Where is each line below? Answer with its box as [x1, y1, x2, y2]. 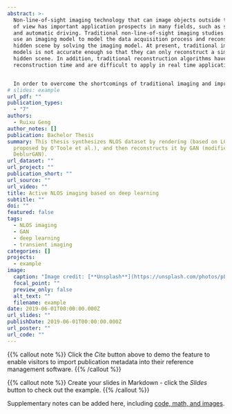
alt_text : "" [13, 292, 51, 300]
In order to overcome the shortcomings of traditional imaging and [13, 80, 212, 87]
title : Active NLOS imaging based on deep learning [7, 190, 159, 197]
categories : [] [7, 247, 51, 255]
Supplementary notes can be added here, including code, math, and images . [7, 399, 225, 407]
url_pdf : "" [7, 93, 41, 100]
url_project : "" [7, 164, 54, 171]
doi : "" [7, 202, 30, 210]
